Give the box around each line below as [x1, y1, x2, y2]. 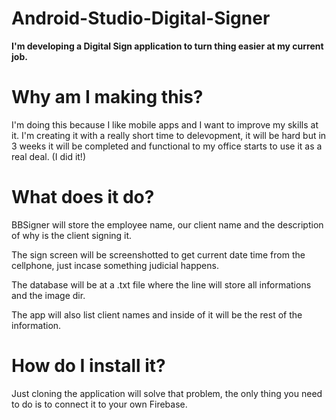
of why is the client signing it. [11, 229, 133, 241]
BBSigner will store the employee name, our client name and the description [11, 218, 324, 231]
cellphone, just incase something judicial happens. [11, 259, 219, 271]
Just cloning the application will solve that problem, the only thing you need [11, 387, 323, 399]
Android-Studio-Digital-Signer [11, 7, 271, 30]
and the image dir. [11, 289, 86, 301]
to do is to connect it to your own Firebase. [11, 398, 188, 410]
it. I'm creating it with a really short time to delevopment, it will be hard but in [11, 129, 327, 141]
